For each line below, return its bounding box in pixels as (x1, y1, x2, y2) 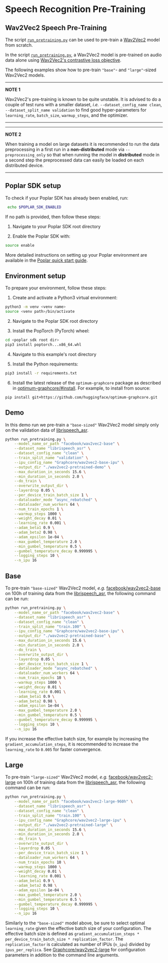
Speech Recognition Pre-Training (5, 4, 146, 15)
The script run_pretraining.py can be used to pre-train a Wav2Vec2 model (5, 37, 160, 43)
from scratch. (5, 42, 33, 48)
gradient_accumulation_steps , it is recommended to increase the (5, 741, 138, 747)
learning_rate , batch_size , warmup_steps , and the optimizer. (5, 112, 128, 118)
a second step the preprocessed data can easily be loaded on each (5, 157, 144, 163)
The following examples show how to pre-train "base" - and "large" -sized (5, 67, 156, 73)
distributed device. (5, 162, 44, 168)
